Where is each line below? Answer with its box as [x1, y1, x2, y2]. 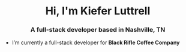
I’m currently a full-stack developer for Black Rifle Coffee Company [11, 39, 180, 46]
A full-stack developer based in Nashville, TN [30, 26, 166, 34]
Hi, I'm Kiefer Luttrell [45, 4, 151, 18]
